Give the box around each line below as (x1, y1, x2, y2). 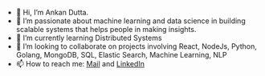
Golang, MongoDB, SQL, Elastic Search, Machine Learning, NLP (15, 50, 227, 59)
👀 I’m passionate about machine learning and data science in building (15, 16, 247, 26)
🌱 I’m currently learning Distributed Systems (15, 33, 162, 42)
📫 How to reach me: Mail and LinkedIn (15, 59, 145, 68)
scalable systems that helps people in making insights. (15, 25, 197, 34)
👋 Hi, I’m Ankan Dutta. (15, 8, 89, 17)
